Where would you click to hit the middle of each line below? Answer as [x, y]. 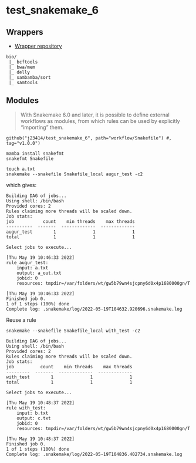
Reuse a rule [21, 320]
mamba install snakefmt [35, 154]
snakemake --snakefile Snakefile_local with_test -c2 [73, 331]
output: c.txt [34, 418]
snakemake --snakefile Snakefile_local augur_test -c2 [75, 174]
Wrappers [25, 32]
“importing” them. [42, 127]
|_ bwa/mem [22, 67]
